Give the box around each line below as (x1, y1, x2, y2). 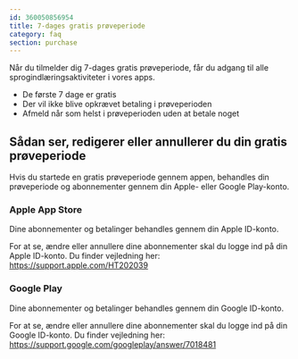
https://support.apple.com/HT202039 (9, 260, 149, 271)
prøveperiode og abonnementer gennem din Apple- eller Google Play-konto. (9, 181, 290, 192)
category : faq (9, 29, 62, 38)
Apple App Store (9, 203, 83, 215)
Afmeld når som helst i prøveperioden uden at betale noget (21, 108, 240, 119)
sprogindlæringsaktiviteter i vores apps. (9, 72, 155, 83)
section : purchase (9, 38, 78, 47)
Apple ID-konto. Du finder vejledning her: (9, 251, 161, 262)
